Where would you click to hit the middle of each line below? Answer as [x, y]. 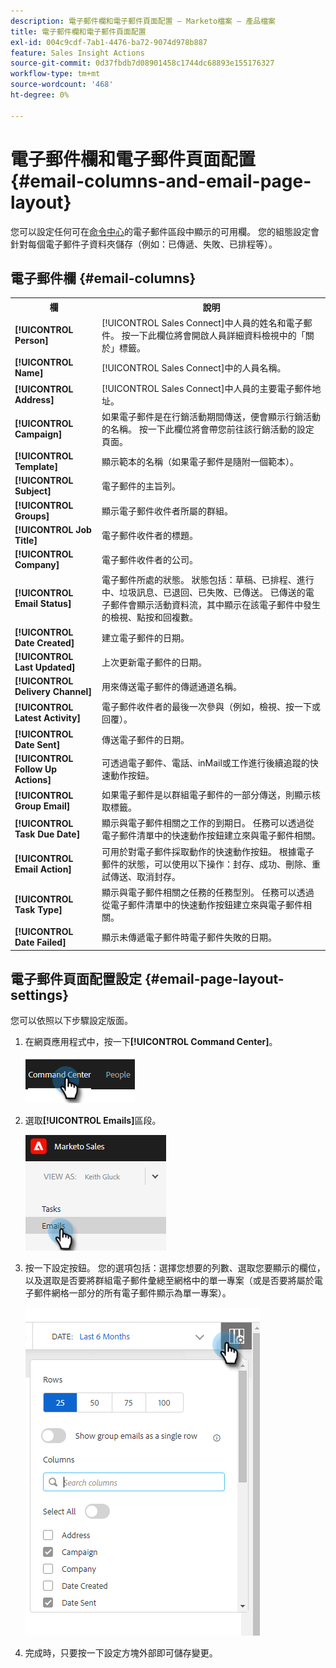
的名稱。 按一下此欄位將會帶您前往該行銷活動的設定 [208, 429]
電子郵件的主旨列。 [141, 486]
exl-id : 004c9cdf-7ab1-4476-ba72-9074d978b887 [109, 42]
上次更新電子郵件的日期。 [154, 662]
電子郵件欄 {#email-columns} [103, 278]
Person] [31, 341]
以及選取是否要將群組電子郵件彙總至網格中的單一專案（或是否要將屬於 [169, 1281]
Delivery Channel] [53, 692]
